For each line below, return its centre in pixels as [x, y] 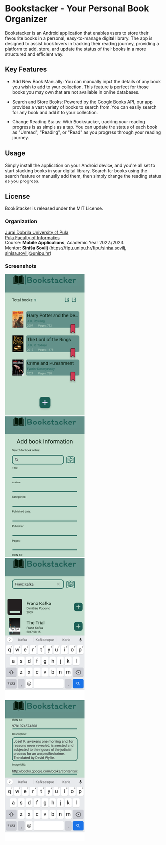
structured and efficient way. [34, 54]
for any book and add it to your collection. [55, 112]
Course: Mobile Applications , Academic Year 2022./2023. [65, 242]
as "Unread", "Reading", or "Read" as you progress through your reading [86, 132]
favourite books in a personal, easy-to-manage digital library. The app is [79, 38]
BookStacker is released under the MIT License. [54, 208]
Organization [21, 221]
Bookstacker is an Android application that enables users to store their [77, 33]
